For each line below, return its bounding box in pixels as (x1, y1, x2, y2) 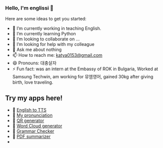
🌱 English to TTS (12, 107, 47, 113)
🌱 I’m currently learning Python (12, 31, 76, 37)
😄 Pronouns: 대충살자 (12, 60, 57, 66)
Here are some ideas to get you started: (5, 16, 87, 22)
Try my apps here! (5, 94, 63, 102)
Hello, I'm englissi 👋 (5, 4, 54, 11)
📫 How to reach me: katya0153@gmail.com (12, 52, 103, 58)
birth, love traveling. (12, 79, 54, 85)
